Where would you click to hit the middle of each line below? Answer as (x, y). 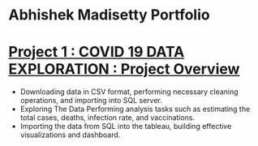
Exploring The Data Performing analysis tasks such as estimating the (135, 109)
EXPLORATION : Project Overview (124, 69)
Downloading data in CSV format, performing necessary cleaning (129, 92)
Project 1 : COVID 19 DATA (97, 52)
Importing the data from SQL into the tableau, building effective (126, 127)
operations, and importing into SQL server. (91, 101)
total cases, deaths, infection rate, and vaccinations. (107, 118)
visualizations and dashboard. (70, 135)
